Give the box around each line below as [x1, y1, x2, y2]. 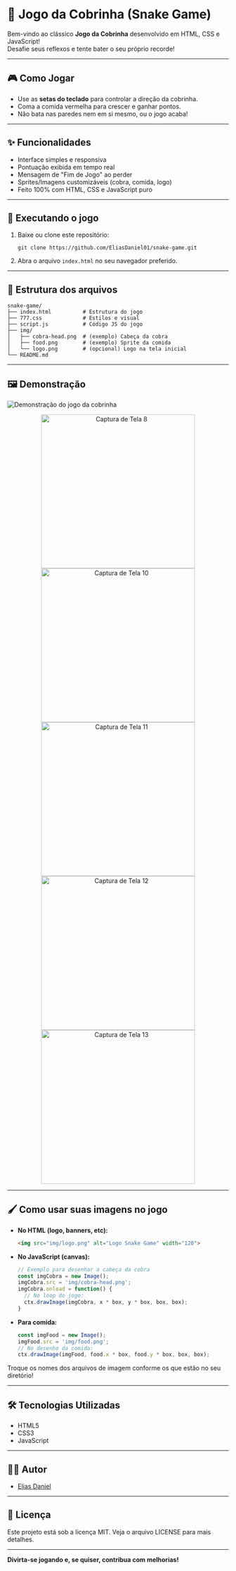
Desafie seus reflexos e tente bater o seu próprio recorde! [7, 44, 176, 53]
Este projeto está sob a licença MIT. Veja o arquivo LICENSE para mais [7, 1527, 211, 1536]
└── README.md [7, 352, 49, 359]
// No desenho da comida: [17, 1344, 93, 1351]
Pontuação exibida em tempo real [17, 163, 115, 171]
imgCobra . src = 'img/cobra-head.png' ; [17, 1279, 131, 1286]
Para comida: [17, 1318, 58, 1326]
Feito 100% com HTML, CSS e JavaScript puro [17, 185, 153, 193]
